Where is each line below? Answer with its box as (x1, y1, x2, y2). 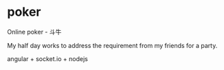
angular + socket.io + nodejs (7, 54, 88, 62)
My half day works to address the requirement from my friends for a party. (7, 41, 218, 49)
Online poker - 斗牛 (7, 27, 62, 36)
